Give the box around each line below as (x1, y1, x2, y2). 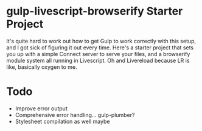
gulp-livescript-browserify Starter (6, 4, 183, 18)
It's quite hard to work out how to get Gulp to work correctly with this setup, (6, 37, 197, 44)
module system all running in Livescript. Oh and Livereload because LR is (6, 57, 190, 64)
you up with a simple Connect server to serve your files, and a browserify (6, 50, 190, 57)
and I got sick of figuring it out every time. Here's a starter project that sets (6, 44, 193, 51)
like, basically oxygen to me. (6, 63, 77, 71)
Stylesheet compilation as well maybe (15, 118, 110, 125)
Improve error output (15, 105, 68, 112)
